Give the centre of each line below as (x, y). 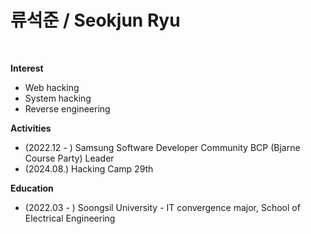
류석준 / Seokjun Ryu (95, 20)
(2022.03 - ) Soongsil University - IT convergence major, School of (162, 207)
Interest (27, 68)
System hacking (58, 98)
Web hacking (52, 87)
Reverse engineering (67, 108)
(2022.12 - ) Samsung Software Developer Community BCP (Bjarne (162, 147)
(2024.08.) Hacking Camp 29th (89, 168)
